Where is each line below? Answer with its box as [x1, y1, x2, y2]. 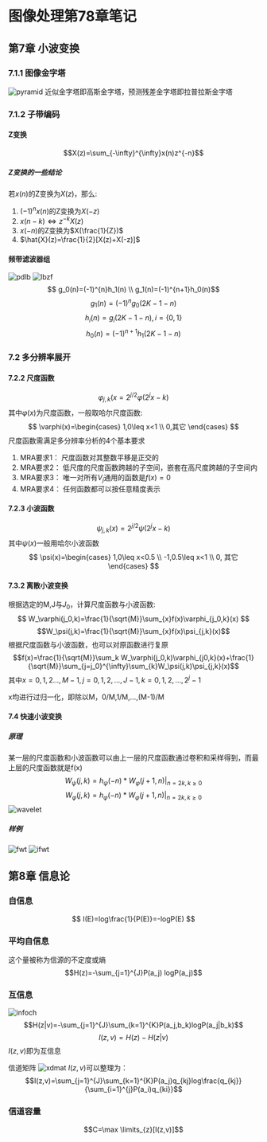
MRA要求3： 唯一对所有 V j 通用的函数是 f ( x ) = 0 [19, 472, 171, 484]
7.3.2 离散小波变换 [8, 581, 69, 590]
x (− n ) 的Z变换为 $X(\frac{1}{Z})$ [19, 226, 124, 236]
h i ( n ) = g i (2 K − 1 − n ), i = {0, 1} [84, 312, 183, 324]
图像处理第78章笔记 [8, 7, 137, 25]
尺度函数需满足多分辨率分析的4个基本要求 [8, 436, 145, 445]
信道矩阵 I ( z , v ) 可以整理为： [8, 1063, 129, 1073]
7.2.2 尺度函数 [8, 373, 55, 382]
